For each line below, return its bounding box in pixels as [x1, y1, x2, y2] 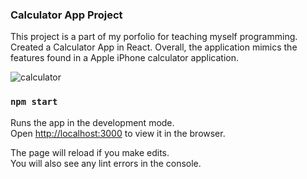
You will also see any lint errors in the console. [10, 157, 202, 169]
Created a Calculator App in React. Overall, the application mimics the [10, 41, 298, 53]
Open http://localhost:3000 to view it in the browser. [10, 127, 226, 139]
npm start [10, 96, 58, 108]
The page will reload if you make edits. [10, 146, 170, 158]
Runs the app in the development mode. [10, 116, 175, 128]
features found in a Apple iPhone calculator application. [10, 52, 240, 64]
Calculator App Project [10, 8, 123, 22]
